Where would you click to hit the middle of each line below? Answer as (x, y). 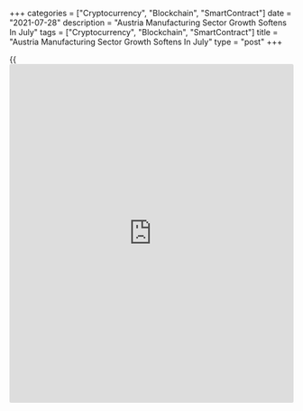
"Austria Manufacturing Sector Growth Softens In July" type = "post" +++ (146, 42)
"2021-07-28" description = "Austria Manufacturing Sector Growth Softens (148, 23)
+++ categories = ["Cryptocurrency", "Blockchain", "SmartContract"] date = (151, 13)
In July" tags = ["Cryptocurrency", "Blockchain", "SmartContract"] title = (144, 32)
